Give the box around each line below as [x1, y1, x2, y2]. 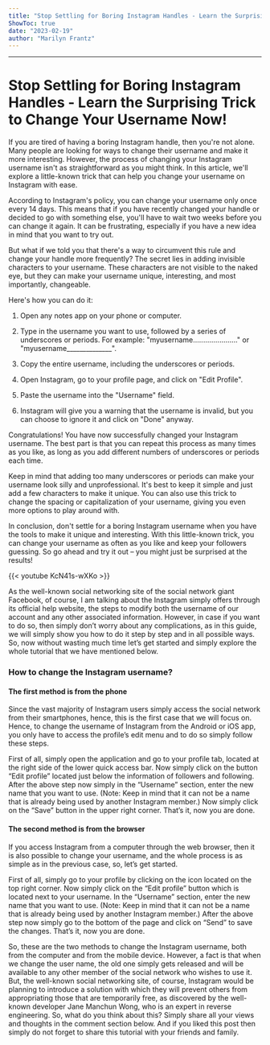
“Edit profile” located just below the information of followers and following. [8, 771, 255, 781]
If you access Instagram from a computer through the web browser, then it [8, 842, 256, 852]
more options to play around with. [8, 506, 121, 515]
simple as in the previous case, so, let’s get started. [8, 859, 178, 869]
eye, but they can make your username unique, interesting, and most [8, 271, 236, 281]
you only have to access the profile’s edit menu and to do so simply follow [8, 730, 253, 740]
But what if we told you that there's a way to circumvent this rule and [8, 246, 235, 255]
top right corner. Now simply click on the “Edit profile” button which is [8, 883, 239, 893]
